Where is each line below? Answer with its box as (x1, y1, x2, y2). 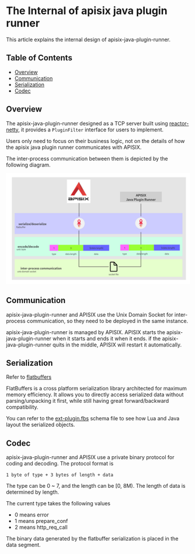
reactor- (169, 120, 189, 127)
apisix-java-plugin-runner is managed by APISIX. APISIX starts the (6, 328, 165, 335)
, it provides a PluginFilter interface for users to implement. (18, 126, 164, 133)
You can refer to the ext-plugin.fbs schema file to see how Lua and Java (6, 415, 180, 422)
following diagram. (6, 161, 51, 168)
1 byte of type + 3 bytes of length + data (6, 472, 114, 478)
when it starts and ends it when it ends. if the (52, 335, 161, 342)
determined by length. (6, 488, 60, 496)
